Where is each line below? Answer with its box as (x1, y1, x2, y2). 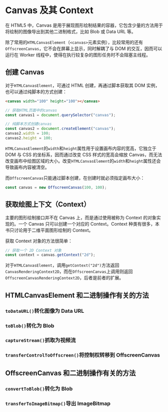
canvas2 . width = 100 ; (5, 131, 51, 136)
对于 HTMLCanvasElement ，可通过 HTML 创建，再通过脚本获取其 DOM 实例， (5, 82, 160, 88)
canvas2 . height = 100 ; (5, 135, 53, 141)
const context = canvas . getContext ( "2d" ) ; (5, 252, 96, 257)
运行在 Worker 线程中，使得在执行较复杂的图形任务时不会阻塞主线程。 (5, 51, 151, 58)
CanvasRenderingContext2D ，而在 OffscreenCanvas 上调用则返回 (5, 268, 133, 274)
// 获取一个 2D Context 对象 (5, 248, 62, 253)
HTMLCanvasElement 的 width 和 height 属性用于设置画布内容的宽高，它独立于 (5, 145, 157, 151)
